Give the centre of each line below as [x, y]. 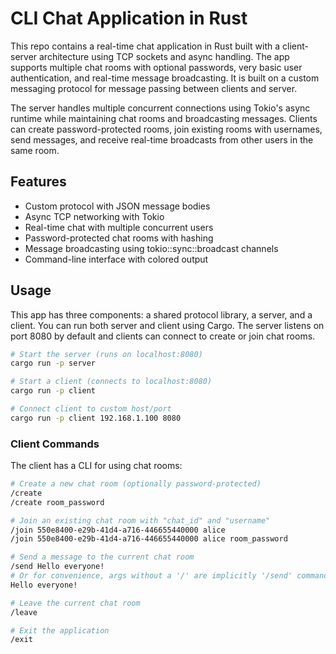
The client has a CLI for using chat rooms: [96, 466]
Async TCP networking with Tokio [94, 216]
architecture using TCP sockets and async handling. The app [164, 56]
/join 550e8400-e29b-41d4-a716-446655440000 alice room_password [149, 539]
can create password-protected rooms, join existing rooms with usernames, [166, 129]
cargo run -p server [53, 363]
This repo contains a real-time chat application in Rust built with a [145, 46]
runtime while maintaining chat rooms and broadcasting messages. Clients [164, 118]
